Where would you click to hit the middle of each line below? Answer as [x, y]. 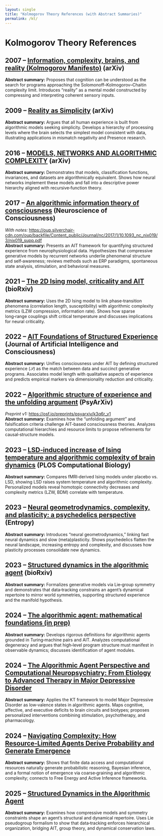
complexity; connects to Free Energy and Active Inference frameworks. [76, 778]
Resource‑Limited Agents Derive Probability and [80, 743]
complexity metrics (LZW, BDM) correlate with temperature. [65, 492]
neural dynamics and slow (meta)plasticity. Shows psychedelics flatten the [80, 540]
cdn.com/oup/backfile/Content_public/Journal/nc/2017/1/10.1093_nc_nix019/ [81, 235]
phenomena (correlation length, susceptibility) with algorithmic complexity [79, 306]
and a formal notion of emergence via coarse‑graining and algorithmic [75, 773]
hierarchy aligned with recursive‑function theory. [54, 188]
